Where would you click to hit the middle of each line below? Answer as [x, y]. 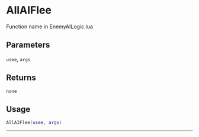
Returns [21, 78]
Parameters [28, 45]
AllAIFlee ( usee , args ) [34, 123]
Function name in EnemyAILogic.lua [50, 26]
